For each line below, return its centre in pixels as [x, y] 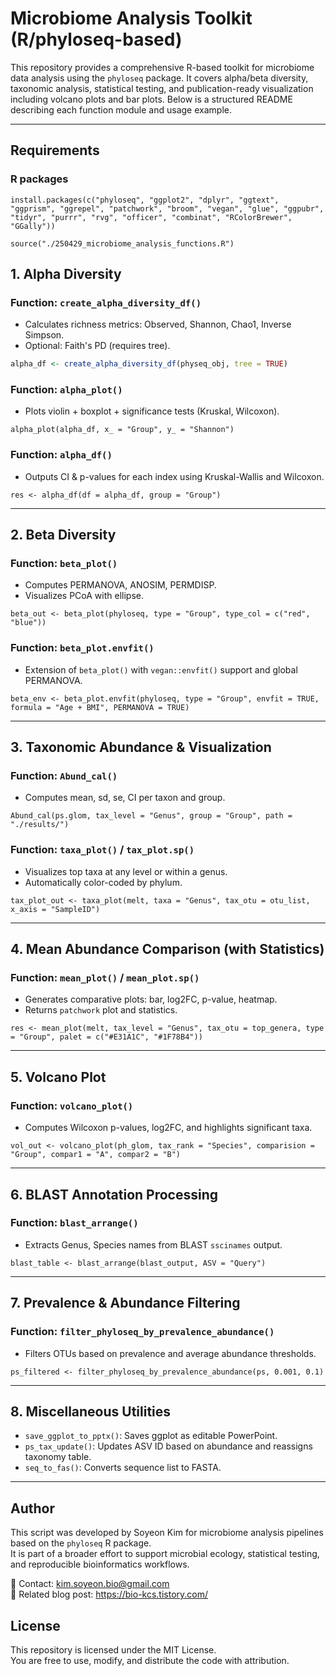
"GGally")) [33, 226]
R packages [39, 179]
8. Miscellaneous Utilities [91, 1411]
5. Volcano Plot [58, 1077]
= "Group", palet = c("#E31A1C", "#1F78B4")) [106, 1037]
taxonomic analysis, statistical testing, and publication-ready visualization [162, 88]
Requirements [55, 150]
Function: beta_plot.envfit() [82, 648]
